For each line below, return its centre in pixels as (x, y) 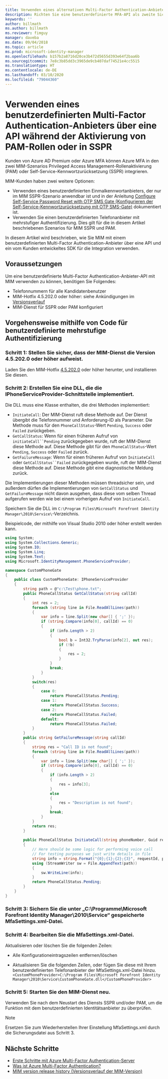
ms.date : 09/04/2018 (27, 43)
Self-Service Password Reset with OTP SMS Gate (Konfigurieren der (83, 201)
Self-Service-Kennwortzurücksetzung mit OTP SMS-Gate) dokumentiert (87, 207)
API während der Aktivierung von (75, 136)
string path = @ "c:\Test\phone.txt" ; (62, 589)
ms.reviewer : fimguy (27, 33)
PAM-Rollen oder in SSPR (59, 147)
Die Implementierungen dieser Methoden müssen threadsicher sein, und (80, 483)
